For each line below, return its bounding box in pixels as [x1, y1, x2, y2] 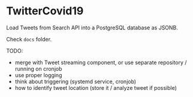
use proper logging [14, 71, 62, 78]
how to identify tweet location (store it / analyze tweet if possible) [14, 84, 177, 91]
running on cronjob [14, 65, 62, 72]
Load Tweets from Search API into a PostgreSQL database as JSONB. [6, 24, 179, 31]
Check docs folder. [6, 35, 52, 43]
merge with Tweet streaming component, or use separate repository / [14, 59, 187, 66]
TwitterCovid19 [6, 4, 84, 18]
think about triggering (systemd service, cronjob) [14, 78, 137, 85]
